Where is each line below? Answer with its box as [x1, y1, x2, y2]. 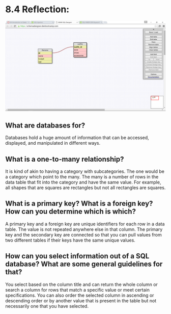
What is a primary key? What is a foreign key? [5, 199, 153, 208]
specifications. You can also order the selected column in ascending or [5, 292, 154, 298]
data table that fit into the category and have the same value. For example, [5, 179, 161, 186]
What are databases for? [5, 121, 85, 129]
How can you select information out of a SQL [5, 252, 150, 260]
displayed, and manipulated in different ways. [5, 140, 101, 146]
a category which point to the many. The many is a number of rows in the [5, 174, 159, 180]
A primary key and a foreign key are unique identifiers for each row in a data [5, 221, 165, 227]
